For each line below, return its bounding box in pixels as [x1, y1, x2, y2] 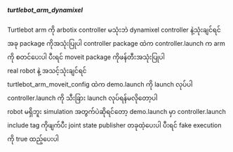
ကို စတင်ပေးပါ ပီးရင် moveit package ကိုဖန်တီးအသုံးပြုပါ [7, 53, 165, 61]
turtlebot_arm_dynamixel [7, 6, 83, 14]
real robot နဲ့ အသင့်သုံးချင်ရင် [7, 66, 87, 75]
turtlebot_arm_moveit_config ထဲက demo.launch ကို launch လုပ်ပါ [7, 80, 193, 88]
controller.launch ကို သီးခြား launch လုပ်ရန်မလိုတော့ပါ [7, 94, 158, 102]
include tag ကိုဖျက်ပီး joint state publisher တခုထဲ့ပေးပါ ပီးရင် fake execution [7, 120, 222, 129]
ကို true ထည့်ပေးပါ [7, 134, 60, 143]
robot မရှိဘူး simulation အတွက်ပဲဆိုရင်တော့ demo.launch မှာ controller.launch [7, 107, 226, 115]
